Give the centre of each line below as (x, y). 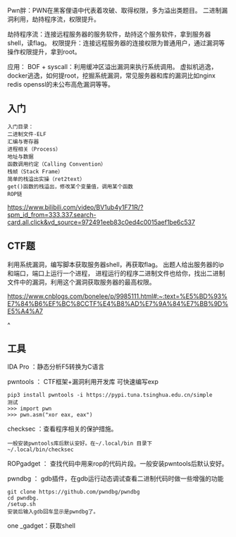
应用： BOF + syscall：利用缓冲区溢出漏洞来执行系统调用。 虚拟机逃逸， (112, 67)
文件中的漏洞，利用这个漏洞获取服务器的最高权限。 (81, 282)
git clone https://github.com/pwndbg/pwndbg (74, 492)
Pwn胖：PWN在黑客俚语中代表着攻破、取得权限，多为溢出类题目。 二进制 (114, 10)
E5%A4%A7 (25, 311)
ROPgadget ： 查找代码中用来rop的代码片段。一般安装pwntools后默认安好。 (118, 464)
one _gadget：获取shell (42, 526)
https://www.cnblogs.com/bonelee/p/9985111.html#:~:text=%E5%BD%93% (117, 296)
